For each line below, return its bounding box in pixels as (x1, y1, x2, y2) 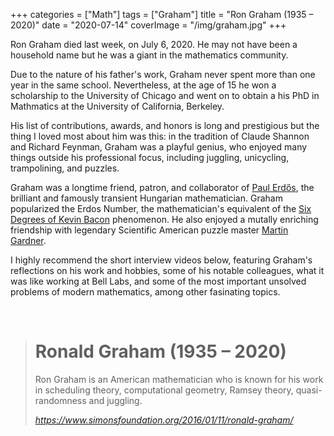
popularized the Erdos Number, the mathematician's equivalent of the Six (10, 203, 312, 214)
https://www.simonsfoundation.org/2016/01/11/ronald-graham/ (34, 414, 294, 426)
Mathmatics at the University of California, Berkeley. (10, 100, 225, 112)
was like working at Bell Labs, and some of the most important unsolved (10, 275, 307, 287)
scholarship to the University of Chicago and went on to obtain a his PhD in (10, 90, 320, 101)
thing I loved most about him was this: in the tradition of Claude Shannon (10, 130, 310, 142)
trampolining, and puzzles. (10, 162, 120, 174)
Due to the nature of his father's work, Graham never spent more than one (10, 69, 316, 80)
